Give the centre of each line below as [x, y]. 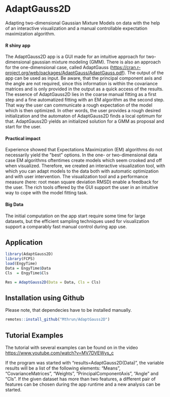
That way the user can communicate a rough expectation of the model [79, 105]
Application [24, 242]
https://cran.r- [126, 68]
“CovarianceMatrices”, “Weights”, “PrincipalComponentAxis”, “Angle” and [82, 374]
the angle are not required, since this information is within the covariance [82, 84]
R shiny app [18, 45]
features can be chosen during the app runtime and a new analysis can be [83, 384]
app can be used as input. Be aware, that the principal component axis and [83, 78]
